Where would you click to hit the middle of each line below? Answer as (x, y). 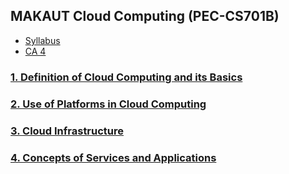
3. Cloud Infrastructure (67, 131)
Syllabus (42, 40)
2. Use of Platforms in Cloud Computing (108, 104)
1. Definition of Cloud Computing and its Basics (126, 77)
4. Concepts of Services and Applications (113, 157)
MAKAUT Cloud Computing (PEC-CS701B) (145, 16)
